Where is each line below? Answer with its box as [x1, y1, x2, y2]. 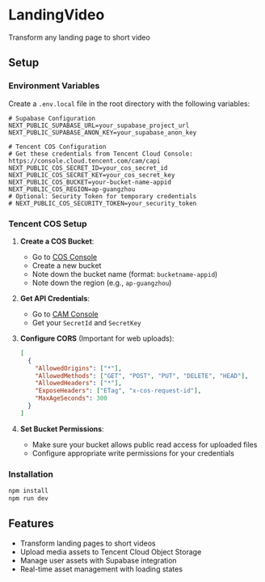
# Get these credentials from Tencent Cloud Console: [8, 150, 194, 158]
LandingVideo [8, 6, 105, 24]
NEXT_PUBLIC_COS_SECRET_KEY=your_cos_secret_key [8, 171, 175, 179]
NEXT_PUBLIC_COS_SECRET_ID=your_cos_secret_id [8, 164, 168, 172]
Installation [8, 468, 54, 479]
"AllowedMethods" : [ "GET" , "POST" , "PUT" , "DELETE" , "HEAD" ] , [35, 372, 249, 380]
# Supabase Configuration [8, 114, 95, 122]
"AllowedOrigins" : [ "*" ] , [35, 364, 123, 372]
